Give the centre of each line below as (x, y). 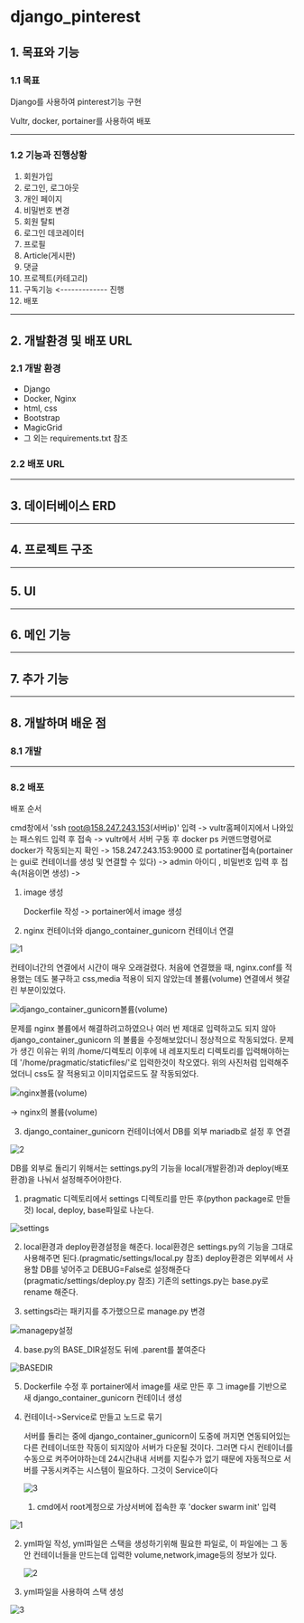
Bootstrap (41, 417)
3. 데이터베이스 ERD (63, 505)
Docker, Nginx (50, 398)
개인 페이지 (43, 199)
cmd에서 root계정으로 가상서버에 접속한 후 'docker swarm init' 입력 (157, 1507)
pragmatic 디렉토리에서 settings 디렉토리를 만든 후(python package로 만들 (157, 1199)
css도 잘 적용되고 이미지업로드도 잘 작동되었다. (116, 1074)
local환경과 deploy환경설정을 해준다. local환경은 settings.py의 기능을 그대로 (158, 1247)
